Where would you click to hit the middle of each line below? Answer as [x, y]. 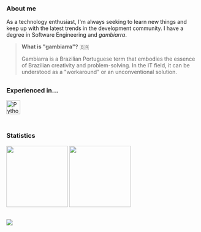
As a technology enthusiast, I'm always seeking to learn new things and [97, 22]
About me [21, 9]
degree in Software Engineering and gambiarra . [67, 35]
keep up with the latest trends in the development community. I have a [95, 28]
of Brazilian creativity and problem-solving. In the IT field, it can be [105, 65]
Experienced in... [32, 90]
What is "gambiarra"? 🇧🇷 [55, 47]
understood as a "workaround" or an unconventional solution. [99, 72]
